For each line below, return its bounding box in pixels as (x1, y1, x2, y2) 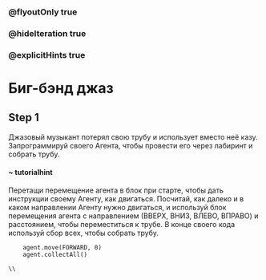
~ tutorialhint (8, 168, 54, 177)
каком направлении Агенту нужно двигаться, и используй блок (8, 202, 227, 212)
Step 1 (8, 111, 40, 124)
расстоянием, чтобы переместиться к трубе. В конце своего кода (8, 219, 236, 229)
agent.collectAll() (22, 250, 88, 258)
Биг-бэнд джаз (8, 79, 114, 97)
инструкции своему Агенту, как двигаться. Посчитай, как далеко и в (8, 193, 244, 203)
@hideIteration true (8, 27, 87, 39)
